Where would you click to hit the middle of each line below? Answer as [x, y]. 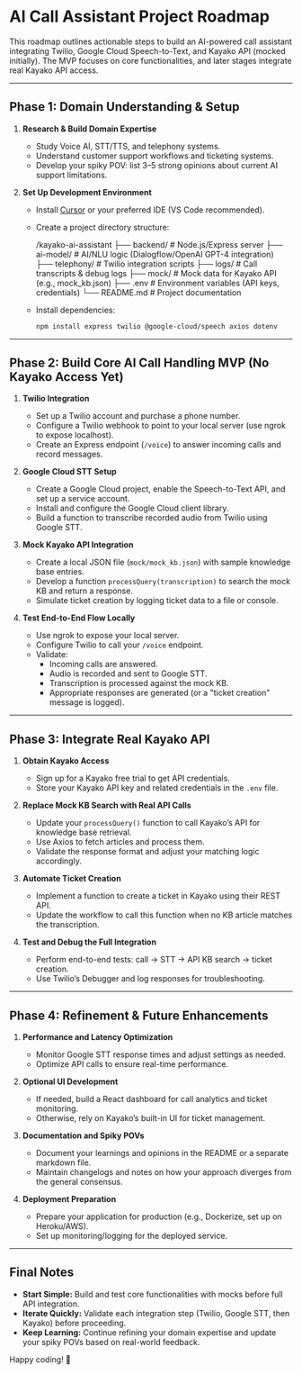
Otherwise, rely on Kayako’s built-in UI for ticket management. [151, 1118]
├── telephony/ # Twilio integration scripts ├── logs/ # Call [147, 264]
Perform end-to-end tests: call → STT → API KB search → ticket [154, 960]
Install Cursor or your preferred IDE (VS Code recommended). [150, 210]
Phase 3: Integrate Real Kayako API [110, 739]
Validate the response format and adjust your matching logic [147, 852]
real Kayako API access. [54, 70]
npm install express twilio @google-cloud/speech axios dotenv [157, 326]
